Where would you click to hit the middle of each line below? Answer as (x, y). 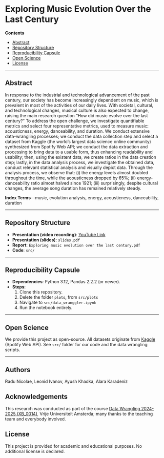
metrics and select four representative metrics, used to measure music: (77, 126)
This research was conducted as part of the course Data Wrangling (73, 408)
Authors (18, 370)
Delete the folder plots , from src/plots (59, 297)
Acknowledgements (36, 397)
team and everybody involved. (36, 419)
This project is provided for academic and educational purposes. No (74, 446)
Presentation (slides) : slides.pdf (46, 240)
